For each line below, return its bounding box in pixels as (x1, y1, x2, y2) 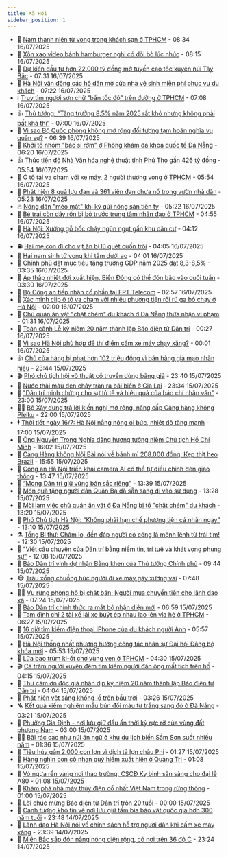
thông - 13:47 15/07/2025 (16, 471, 89, 480)
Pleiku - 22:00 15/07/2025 (16, 410, 91, 419)
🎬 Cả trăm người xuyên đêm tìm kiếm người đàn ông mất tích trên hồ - (16, 661, 215, 670)
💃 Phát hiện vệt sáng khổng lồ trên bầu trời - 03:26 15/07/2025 (16, 694, 194, 702)
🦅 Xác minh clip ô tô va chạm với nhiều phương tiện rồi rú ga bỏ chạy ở (16, 295, 216, 303)
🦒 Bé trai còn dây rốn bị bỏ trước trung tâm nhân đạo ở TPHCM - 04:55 (16, 210, 218, 218)
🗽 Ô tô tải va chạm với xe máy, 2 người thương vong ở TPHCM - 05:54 (16, 173, 214, 181)
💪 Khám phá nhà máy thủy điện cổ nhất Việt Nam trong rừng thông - (16, 784, 210, 793)
